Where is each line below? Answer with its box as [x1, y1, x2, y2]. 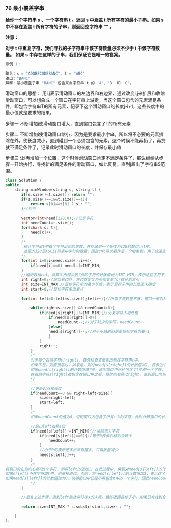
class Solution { [5, 178, 42, 183]
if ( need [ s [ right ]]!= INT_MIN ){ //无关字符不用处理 [39, 310, 138, 315]
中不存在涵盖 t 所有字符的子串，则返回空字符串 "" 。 [5, 23, 115, 30]
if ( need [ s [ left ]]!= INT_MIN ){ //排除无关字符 [30, 428, 120, 434]
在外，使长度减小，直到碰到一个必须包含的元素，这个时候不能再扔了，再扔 [9, 137, 166, 143]
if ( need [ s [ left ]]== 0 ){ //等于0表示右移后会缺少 [39, 433, 132, 439]
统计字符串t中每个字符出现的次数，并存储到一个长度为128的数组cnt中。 [23, 244, 154, 249]
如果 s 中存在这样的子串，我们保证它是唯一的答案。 [15, 52, 123, 58]
